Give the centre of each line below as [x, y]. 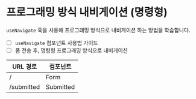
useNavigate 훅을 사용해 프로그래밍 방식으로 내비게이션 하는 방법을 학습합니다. [98, 30]
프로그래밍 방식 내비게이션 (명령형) [87, 12]
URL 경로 [24, 67]
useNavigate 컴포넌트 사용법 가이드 [56, 43]
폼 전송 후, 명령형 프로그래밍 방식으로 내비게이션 [71, 50]
